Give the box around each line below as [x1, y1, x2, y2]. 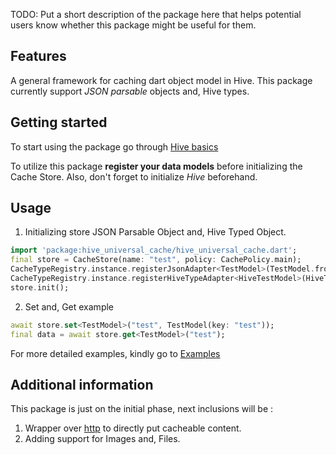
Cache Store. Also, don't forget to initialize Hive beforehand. [10, 170, 258, 183]
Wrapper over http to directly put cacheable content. [24, 422, 242, 434]
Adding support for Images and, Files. [24, 433, 181, 445]
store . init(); [10, 282, 70, 293]
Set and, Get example [24, 300, 114, 313]
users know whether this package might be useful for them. [10, 19, 257, 31]
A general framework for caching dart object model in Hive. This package [10, 74, 313, 86]
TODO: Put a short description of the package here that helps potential [10, 9, 302, 20]
